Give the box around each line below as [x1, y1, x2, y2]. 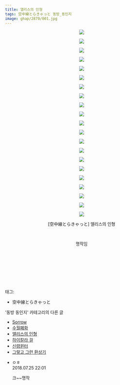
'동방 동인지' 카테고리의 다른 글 [5, 309, 64, 316]
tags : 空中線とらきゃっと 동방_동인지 [5, 12, 72, 17]
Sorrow [12, 319, 27, 325]
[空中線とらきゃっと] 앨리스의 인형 [48, 221, 116, 227]
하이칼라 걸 [12, 337, 34, 343]
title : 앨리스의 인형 [5, 7, 43, 12]
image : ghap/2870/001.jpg [5, 16, 57, 21]
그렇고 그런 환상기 [12, 349, 46, 355]
